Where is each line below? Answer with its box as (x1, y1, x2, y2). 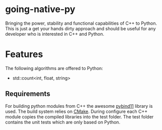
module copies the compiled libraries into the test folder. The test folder (5, 113, 154, 119)
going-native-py (5, 4, 75, 15)
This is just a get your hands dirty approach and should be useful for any (5, 25, 156, 31)
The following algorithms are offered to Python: (5, 65, 103, 71)
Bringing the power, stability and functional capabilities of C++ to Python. (5, 20, 157, 26)
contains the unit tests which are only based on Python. (5, 119, 121, 125)
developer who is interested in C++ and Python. (5, 31, 105, 37)
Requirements (5, 90, 50, 98)
